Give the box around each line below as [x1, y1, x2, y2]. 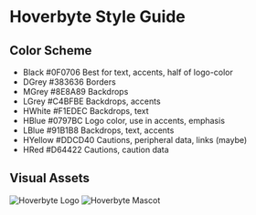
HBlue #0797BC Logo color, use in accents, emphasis [22, 116, 226, 126]
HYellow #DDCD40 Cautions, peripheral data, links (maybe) [22, 135, 248, 145]
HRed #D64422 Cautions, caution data [22, 144, 169, 155]
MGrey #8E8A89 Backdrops [22, 87, 129, 97]
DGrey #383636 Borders [22, 77, 116, 87]
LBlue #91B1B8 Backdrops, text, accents [22, 125, 175, 136]
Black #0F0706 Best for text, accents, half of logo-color [22, 67, 233, 77]
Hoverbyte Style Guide [9, 6, 186, 27]
